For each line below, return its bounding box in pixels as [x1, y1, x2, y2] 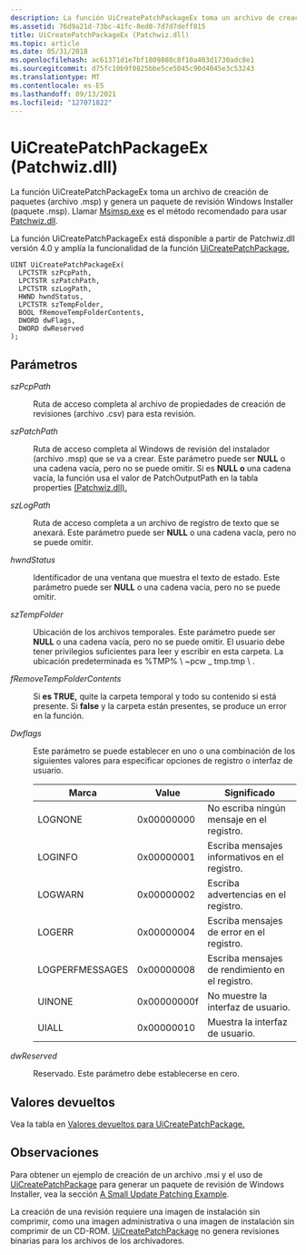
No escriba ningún [207, 802, 286, 815]
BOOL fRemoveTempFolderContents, [18, 309, 145, 318]
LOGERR [37, 926, 74, 938]
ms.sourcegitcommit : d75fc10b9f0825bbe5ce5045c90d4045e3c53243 [10, 65, 255, 74]
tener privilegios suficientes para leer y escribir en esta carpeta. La [33, 646, 284, 657]
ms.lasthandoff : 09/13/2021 [10, 89, 117, 98]
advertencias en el [207, 888, 287, 901]
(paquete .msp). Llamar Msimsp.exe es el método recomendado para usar [10, 206, 288, 217]
